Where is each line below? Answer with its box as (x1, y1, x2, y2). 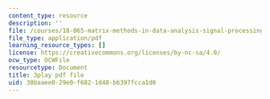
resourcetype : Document (8, 64, 88, 72)
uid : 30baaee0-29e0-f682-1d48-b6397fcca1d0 (8, 78, 157, 86)
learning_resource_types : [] (8, 42, 106, 49)
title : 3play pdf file (8, 71, 84, 79)
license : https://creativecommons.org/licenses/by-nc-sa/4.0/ (8, 49, 221, 57)
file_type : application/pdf (8, 34, 103, 42)
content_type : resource (8, 11, 88, 20)
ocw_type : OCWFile (8, 57, 70, 65)
